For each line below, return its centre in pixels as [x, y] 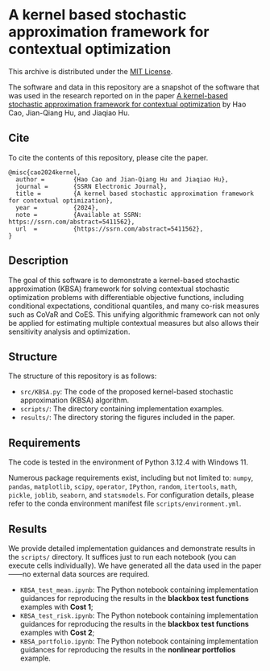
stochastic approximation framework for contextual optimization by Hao [127, 104]
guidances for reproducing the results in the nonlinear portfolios [128, 650]
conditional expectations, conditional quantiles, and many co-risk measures [134, 306]
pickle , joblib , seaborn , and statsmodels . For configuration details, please [131, 495]
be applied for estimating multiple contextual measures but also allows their [134, 323]
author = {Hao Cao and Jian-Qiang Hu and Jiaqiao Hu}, [122, 179]
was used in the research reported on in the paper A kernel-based [118, 95]
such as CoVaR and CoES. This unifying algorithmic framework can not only [134, 314]
